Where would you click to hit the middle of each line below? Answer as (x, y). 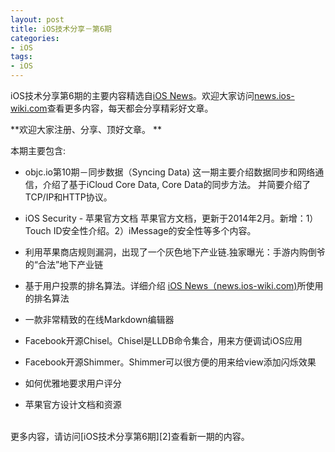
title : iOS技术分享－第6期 (61, 29)
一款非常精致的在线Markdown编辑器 (99, 319)
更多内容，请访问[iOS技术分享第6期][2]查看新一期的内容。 (130, 436)
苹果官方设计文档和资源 (73, 404)
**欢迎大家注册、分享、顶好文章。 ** (86, 129)
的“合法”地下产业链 (64, 264)
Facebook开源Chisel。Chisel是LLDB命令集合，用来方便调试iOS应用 (163, 340)
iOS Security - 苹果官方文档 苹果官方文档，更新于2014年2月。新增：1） (171, 218)
